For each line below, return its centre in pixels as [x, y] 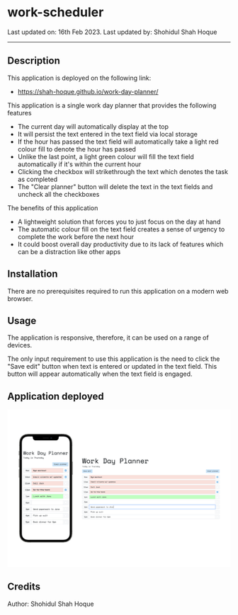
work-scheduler [56, 12]
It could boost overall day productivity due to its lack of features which [120, 244]
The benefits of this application [53, 208]
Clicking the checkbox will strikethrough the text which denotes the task [123, 171]
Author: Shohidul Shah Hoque [51, 604]
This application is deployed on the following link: [79, 78]
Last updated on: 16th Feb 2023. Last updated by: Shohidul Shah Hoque [112, 32]
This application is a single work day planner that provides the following [112, 105]
